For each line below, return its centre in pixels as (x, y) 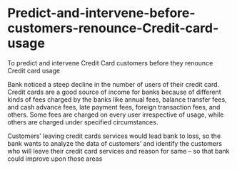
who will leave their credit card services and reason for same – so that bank (118, 151)
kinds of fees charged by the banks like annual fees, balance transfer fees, (117, 99)
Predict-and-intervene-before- (101, 13)
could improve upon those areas (55, 159)
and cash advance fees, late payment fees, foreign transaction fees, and (114, 107)
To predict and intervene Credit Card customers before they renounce (110, 63)
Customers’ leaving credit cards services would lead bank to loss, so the (114, 136)
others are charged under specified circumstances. (83, 122)
